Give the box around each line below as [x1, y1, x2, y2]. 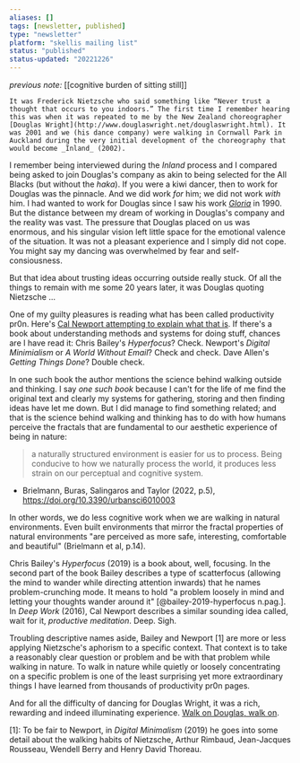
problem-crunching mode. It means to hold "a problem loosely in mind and [9, 587, 285, 597]
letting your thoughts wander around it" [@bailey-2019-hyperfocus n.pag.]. [9, 596, 287, 607]
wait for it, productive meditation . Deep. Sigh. [9, 616, 177, 626]
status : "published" [9, 47, 87, 56]
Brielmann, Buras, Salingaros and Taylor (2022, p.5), [21, 486, 216, 496]
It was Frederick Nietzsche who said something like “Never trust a [9, 97, 270, 106]
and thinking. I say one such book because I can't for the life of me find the [9, 383, 287, 394]
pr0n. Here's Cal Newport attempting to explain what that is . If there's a [9, 319, 273, 329]
